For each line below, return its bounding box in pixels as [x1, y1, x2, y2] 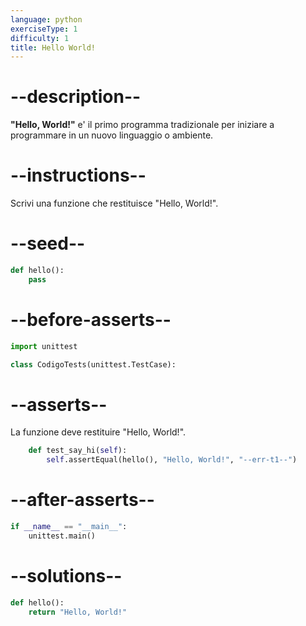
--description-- [10, 86, 142, 108]
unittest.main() [28, 531, 97, 541]
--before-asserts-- [10, 309, 172, 331]
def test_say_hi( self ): [28, 446, 128, 456]
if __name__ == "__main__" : [10, 522, 128, 532]
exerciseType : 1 [10, 24, 78, 34]
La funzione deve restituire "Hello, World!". [10, 426, 187, 438]
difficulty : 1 [10, 33, 70, 43]
